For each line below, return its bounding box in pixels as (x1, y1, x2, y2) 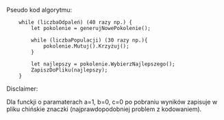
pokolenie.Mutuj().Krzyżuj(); (42, 43, 129, 50)
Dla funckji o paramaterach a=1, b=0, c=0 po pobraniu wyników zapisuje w (6, 98, 218, 106)
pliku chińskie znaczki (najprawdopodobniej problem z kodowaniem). (6, 105, 202, 113)
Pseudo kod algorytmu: (6, 6, 73, 14)
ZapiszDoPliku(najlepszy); (31, 67, 108, 74)
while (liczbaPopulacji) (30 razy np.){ (31, 37, 148, 44)
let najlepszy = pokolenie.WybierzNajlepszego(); (31, 61, 175, 67)
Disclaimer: (6, 85, 38, 93)
